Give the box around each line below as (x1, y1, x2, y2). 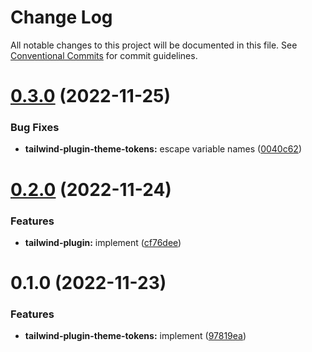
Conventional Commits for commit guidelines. (10, 49, 198, 61)
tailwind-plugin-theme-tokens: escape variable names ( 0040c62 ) (24, 143, 302, 155)
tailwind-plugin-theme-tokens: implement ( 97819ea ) (24, 330, 247, 342)
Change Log (10, 6, 113, 29)
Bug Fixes (10, 121, 60, 135)
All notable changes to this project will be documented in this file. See (10, 39, 298, 51)
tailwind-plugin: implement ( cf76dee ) (24, 236, 182, 248)
